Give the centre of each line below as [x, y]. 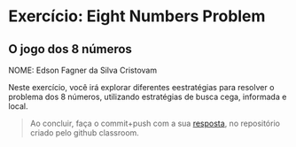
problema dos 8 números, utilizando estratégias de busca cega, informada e [148, 97]
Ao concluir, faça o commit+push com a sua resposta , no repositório [155, 123]
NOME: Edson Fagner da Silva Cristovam [82, 70]
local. [18, 106]
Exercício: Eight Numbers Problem [137, 16]
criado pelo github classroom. [84, 133]
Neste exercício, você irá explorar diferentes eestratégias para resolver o [141, 87]
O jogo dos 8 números [70, 49]
